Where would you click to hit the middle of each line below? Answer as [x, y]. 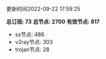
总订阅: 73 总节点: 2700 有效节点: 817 [53, 22]
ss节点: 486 [30, 34]
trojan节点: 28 [32, 49]
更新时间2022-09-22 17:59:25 [43, 9]
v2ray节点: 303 [34, 42]
